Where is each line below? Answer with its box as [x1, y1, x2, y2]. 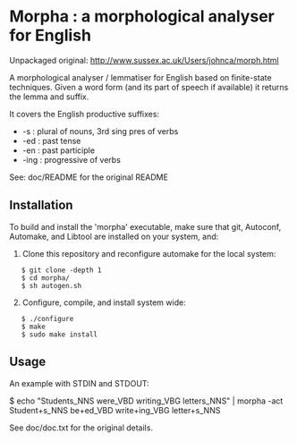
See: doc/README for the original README [9, 172, 168, 183]
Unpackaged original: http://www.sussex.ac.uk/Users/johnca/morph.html [9, 55, 279, 65]
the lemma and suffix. [9, 91, 89, 102]
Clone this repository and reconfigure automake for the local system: [21, 248, 276, 259]
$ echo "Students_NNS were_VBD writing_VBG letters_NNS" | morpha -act [9, 395, 284, 406]
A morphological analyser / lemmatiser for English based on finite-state [9, 72, 272, 82]
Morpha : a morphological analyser [9, 6, 275, 27]
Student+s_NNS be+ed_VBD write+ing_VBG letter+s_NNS [9, 404, 221, 415]
